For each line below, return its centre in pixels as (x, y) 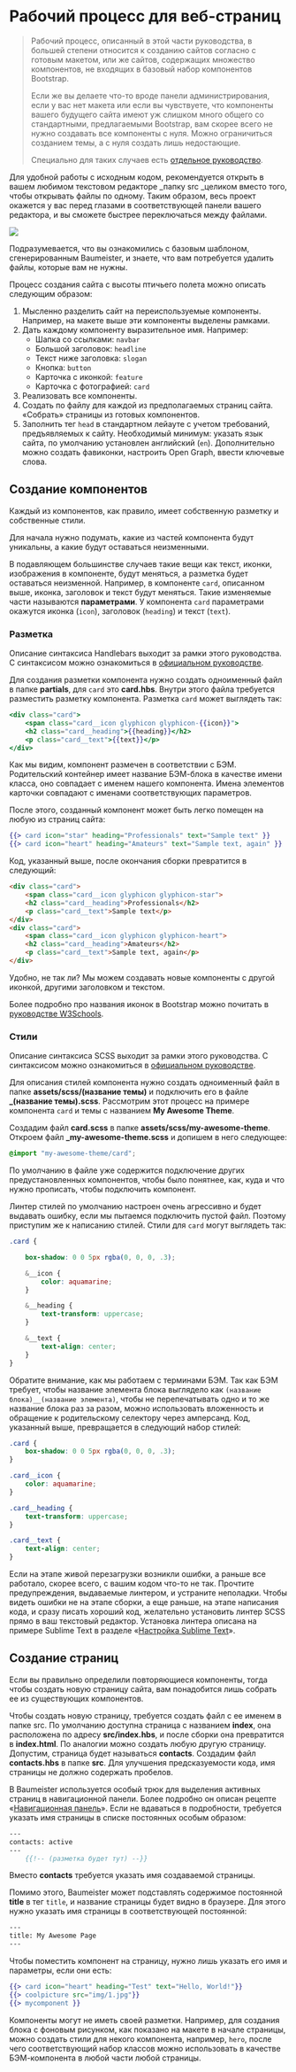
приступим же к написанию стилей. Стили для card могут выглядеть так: (148, 1225)
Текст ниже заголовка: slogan (91, 358)
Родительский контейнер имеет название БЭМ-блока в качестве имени (146, 774)
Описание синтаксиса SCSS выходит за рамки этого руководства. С (139, 1056)
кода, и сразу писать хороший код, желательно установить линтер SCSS (147, 1612)
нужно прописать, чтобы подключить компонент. (103, 1190)
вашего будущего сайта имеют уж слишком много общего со (148, 114)
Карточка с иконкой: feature (89, 376)
